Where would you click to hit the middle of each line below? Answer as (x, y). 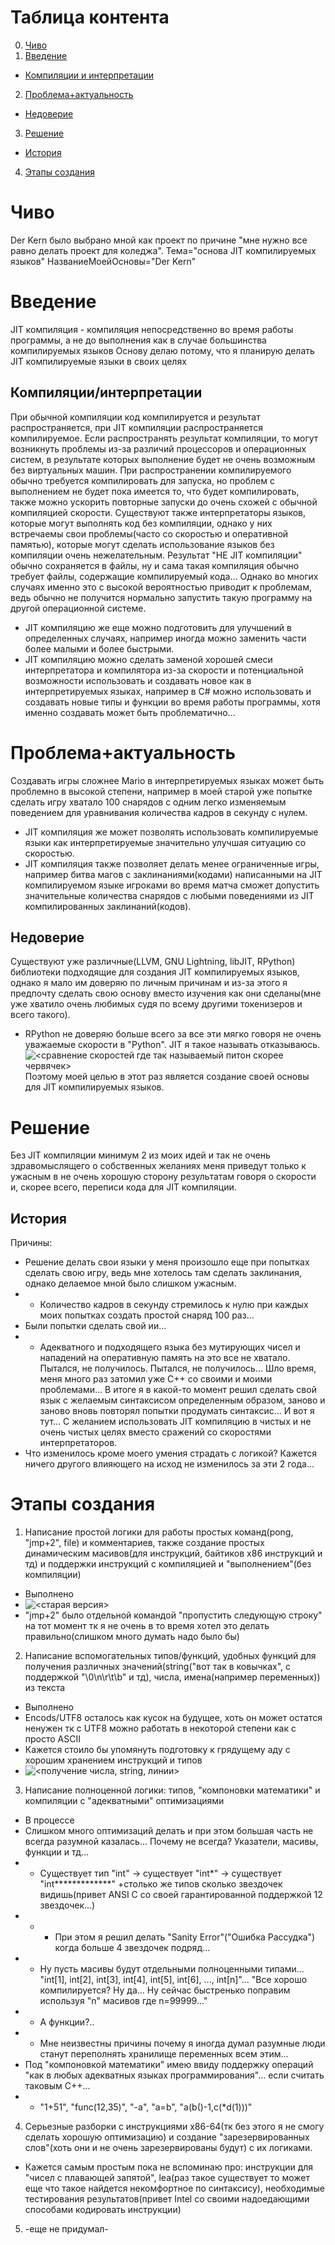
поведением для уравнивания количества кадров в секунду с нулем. (159, 812)
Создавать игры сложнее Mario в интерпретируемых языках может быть (167, 780)
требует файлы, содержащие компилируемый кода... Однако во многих (164, 576)
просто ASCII (53, 1739)
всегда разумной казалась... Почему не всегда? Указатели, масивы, (171, 1842)
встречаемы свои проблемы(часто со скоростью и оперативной (149, 533)
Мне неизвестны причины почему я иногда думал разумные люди (182, 2043)
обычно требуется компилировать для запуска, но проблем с (142, 480)
